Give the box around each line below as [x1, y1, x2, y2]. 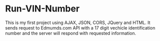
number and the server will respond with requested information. [5, 30, 136, 36]
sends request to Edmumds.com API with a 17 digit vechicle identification [5, 24, 156, 30]
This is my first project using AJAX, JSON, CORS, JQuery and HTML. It [5, 19, 151, 25]
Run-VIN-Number [5, 3, 80, 14]
